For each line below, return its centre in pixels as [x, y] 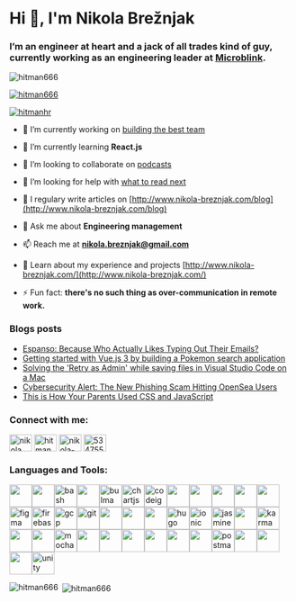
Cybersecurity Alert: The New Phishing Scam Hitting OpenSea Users [149, 387]
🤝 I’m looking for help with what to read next [104, 182]
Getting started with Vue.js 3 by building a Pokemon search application [154, 358]
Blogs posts [36, 329]
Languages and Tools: [58, 470]
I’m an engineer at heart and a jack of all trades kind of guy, [141, 47]
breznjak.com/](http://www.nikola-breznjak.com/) [114, 274]
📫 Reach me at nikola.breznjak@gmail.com [106, 244]
